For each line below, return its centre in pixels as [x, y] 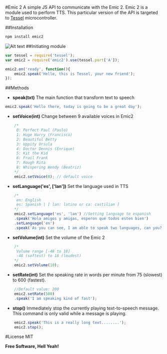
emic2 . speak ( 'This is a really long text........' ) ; [70, 322]
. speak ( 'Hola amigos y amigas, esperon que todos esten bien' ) [81, 218]
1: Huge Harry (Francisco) [44, 134]
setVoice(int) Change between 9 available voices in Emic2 [73, 116]
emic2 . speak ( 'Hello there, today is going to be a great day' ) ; [73, 107]
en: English [29, 200]
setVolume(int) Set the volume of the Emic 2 [58, 237]
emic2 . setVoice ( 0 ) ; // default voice [53, 176]
